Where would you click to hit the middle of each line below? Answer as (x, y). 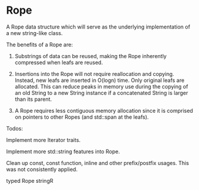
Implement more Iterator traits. (43, 140)
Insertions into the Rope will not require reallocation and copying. (94, 74)
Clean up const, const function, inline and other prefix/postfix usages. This (97, 163)
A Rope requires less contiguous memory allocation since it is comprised (104, 110)
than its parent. (33, 99)
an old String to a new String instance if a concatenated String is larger (101, 93)
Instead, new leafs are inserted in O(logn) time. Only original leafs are (99, 80)
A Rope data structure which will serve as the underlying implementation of (98, 27)
